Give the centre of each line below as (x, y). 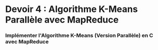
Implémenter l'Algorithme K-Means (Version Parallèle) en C (79, 35)
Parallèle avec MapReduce (62, 20)
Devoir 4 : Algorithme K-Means (71, 9)
